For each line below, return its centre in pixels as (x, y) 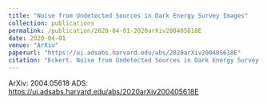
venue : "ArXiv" (34, 46)
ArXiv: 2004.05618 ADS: (48, 83)
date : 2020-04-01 (37, 38)
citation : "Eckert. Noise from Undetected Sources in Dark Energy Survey (134, 61)
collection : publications (51, 23)
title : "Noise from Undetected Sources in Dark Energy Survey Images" (128, 16)
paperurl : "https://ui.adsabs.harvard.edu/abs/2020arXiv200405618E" (125, 53)
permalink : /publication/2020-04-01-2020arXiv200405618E (105, 30)
